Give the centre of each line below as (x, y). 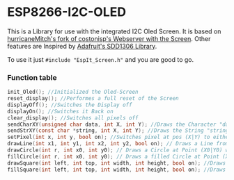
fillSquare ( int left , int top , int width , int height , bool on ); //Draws (117, 170)
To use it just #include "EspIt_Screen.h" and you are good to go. (100, 59)
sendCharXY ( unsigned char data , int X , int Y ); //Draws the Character (112, 124)
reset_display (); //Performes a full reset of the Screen (93, 99)
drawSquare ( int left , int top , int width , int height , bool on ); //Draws (117, 163)
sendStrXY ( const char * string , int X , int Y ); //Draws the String (106, 131)
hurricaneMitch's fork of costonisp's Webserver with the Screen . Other (109, 38)
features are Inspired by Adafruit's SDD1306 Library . (82, 46)
